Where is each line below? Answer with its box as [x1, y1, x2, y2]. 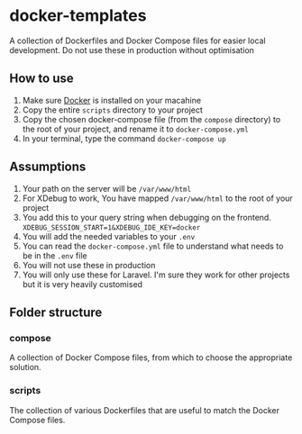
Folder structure [9, 304, 103, 320]
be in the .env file [22, 249, 87, 261]
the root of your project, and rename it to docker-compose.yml [22, 123, 250, 134]
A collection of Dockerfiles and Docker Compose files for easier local [9, 35, 266, 46]
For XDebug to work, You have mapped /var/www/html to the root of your [22, 193, 293, 203]
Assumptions [9, 159, 87, 175]
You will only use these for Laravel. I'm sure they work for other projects [22, 269, 290, 280]
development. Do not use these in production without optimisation [9, 44, 255, 55]
